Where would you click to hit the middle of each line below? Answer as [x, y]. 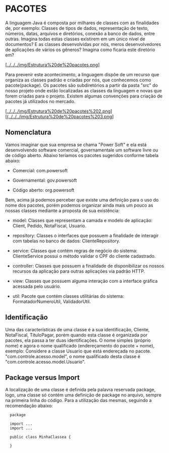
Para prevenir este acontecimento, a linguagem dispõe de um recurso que [82, 74]
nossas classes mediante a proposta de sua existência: [63, 211]
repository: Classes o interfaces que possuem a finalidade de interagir [86, 235]
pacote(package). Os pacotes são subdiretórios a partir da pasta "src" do [81, 85]
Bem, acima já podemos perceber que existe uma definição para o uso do [82, 199]
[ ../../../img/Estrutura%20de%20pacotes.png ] [52, 65]
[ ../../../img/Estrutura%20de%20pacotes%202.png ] [59, 111]
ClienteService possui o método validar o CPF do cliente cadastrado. [84, 256]
